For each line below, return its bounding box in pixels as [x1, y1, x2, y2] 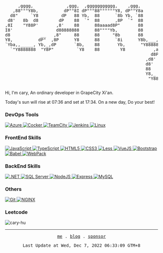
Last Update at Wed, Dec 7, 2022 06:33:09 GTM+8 [22, 243, 141, 248]
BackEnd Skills [5, 162, 41, 169]
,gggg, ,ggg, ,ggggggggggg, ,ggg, [17, 3, 141, 8]
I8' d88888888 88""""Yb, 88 [5, 28, 144, 32]
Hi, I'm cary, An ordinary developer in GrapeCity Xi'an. [5, 90, 114, 95]
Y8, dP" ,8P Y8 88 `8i [5, 37, 123, 42]
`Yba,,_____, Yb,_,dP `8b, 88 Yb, [5, 42, 126, 47]
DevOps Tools [5, 111, 39, 118]
